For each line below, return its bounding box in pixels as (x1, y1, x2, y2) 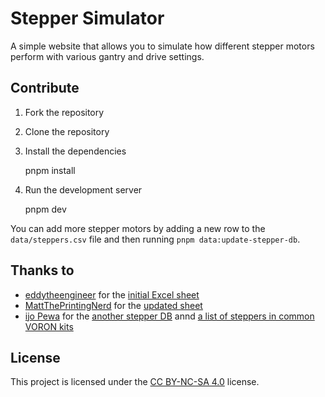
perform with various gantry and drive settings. (10, 50, 205, 62)
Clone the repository (24, 125, 110, 137)
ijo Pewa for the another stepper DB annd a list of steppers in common (24, 310, 315, 322)
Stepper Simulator (10, 7, 165, 30)
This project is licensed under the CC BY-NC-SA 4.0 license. (10, 376, 260, 388)
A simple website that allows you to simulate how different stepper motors (10, 40, 315, 52)
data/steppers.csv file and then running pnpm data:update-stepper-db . (10, 233, 301, 245)
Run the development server (24, 183, 143, 196)
